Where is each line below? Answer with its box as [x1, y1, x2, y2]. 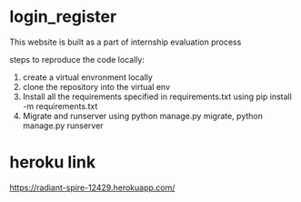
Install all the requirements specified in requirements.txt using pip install [22, 91, 293, 102]
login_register [9, 6, 117, 27]
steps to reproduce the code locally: [9, 54, 145, 65]
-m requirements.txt [22, 100, 98, 111]
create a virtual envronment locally [22, 71, 153, 83]
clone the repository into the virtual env [22, 81, 171, 92]
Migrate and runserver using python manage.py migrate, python [22, 110, 264, 121]
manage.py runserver [22, 120, 104, 131]
